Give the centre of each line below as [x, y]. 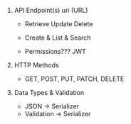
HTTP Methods [36, 65]
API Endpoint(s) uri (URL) [51, 10]
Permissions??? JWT [56, 51]
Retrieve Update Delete [59, 24]
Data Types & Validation [49, 92]
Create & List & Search [58, 38]
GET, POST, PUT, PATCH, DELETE [74, 79]
